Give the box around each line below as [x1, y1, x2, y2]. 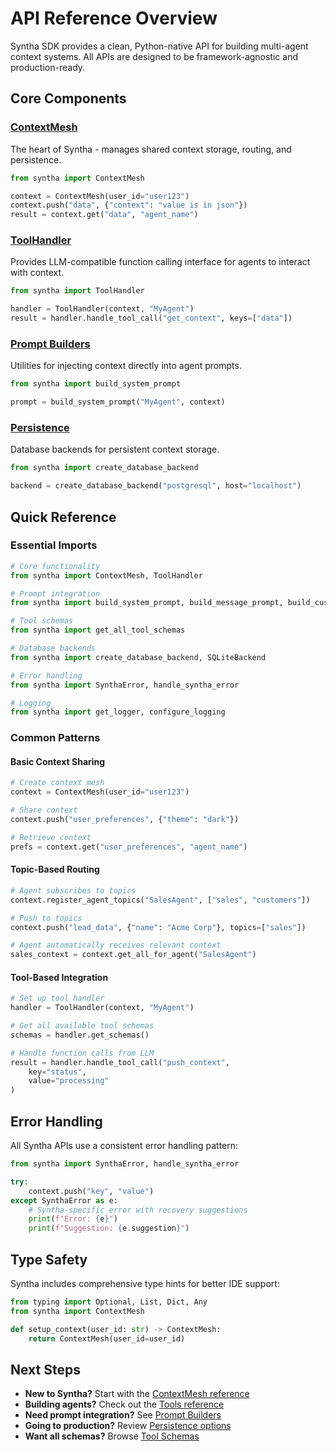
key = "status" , [28, 1067, 87, 1077]
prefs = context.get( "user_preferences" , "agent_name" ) [10, 842, 248, 852]
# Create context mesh [10, 778, 105, 788]
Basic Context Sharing [10, 755, 106, 767]
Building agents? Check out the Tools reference [24, 1398, 225, 1411]
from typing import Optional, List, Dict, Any [10, 1297, 208, 1307]
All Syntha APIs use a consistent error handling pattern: [10, 1140, 239, 1152]
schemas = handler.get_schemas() [10, 1030, 150, 1040]
